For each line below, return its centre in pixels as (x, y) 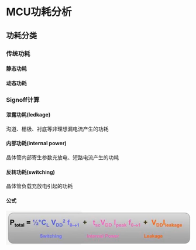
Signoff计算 (23, 100)
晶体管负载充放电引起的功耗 (39, 186)
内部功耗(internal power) (37, 143)
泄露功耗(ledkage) (28, 115)
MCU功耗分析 (39, 12)
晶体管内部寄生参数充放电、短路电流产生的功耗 (62, 157)
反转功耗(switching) (31, 172)
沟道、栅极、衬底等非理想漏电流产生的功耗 (57, 129)
